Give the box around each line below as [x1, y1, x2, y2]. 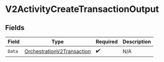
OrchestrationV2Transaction [24, 47, 91, 54]
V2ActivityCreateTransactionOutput [5, 3, 159, 15]
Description [122, 38, 151, 45]
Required [95, 38, 118, 45]
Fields [5, 23, 25, 32]
